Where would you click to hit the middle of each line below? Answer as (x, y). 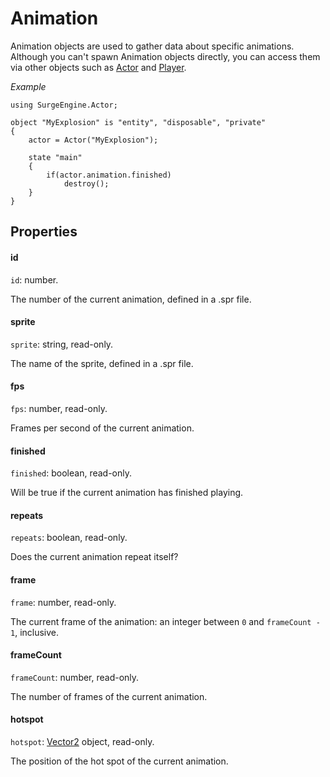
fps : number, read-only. (59, 408)
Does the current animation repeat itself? (94, 557)
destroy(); (86, 183)
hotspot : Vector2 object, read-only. (82, 741)
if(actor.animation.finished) (109, 175)
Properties (44, 232)
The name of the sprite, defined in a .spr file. (102, 363)
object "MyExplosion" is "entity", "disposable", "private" (138, 122)
